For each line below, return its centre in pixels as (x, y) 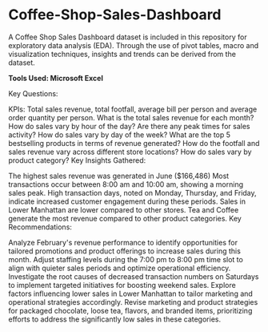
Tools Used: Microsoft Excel (56, 78)
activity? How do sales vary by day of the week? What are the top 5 (119, 135)
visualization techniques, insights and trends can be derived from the (122, 54)
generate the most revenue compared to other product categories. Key (125, 218)
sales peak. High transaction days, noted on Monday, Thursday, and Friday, (133, 192)
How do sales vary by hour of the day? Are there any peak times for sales (129, 126)
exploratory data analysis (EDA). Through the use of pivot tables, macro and (134, 45)
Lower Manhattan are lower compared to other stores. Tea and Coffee (124, 209)
